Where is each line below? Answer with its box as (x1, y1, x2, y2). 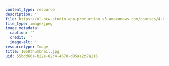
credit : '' (10, 35, 33, 40)
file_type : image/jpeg (5, 21, 53, 26)
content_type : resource (5, 7, 55, 12)
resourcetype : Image (5, 44, 49, 49)
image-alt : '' (10, 40, 39, 45)
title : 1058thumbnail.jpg (5, 49, 59, 54)
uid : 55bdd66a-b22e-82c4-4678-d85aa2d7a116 (5, 53, 98, 59)
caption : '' (10, 30, 35, 35)
